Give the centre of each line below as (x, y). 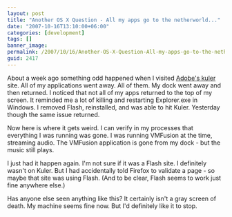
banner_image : (28, 45)
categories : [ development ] (46, 33)
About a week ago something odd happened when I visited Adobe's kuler (112, 78)
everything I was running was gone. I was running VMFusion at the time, (110, 135)
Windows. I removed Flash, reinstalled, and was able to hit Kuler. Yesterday (114, 107)
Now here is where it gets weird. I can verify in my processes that (100, 127)
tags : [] (20, 39)
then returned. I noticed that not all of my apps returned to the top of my (110, 92)
